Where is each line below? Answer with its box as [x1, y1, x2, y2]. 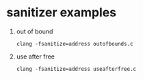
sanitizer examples [6, 5, 117, 20]
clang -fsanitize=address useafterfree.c [16, 65, 136, 72]
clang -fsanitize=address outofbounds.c [16, 40, 133, 47]
